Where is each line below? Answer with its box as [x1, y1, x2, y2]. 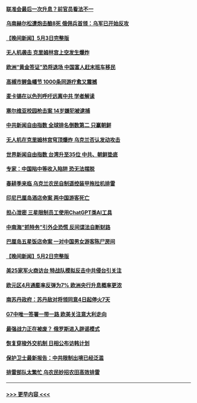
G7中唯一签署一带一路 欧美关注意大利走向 [6, 311, 107, 318]
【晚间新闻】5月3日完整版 [6, 34, 69, 41]
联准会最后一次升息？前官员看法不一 [6, 5, 94, 12]
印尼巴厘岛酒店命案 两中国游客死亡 [6, 194, 90, 201]
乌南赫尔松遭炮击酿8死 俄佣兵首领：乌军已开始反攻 [6, 20, 129, 27]
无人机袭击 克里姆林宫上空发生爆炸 [6, 49, 90, 56]
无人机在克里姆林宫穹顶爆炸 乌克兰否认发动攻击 [6, 136, 121, 143]
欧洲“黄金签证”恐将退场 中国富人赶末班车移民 [6, 63, 116, 70]
